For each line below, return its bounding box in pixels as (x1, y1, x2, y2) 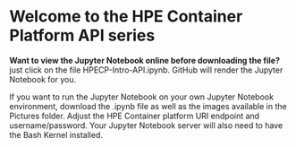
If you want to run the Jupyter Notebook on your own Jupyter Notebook (9, 91, 275, 102)
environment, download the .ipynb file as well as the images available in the (9, 100, 288, 111)
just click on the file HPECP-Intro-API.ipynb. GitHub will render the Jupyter (9, 65, 283, 75)
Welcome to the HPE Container (9, 6, 243, 27)
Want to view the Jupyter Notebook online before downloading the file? (9, 55, 280, 65)
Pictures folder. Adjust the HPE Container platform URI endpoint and (9, 110, 260, 121)
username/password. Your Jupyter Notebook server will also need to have (9, 119, 283, 131)
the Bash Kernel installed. (9, 129, 103, 140)
